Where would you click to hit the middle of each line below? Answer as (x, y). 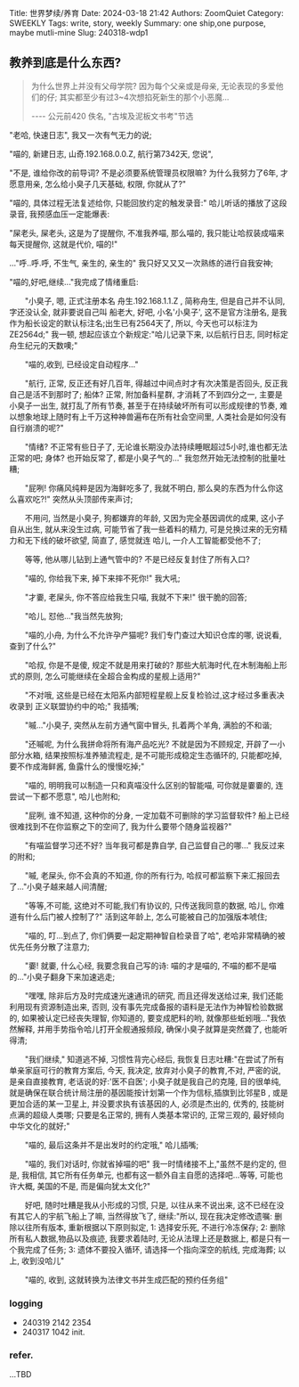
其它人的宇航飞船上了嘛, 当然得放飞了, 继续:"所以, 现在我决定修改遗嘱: (145, 1216)
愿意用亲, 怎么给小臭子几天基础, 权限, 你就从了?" (98, 184)
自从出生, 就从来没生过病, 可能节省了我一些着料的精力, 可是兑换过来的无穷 (145, 529)
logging (26, 1303)
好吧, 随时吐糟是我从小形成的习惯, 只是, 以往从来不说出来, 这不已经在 (150, 1204)
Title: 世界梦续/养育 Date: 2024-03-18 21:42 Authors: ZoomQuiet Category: (147, 13)
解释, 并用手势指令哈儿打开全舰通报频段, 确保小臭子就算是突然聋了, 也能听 (152, 1029)
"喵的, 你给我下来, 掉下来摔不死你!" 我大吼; (102, 578)
